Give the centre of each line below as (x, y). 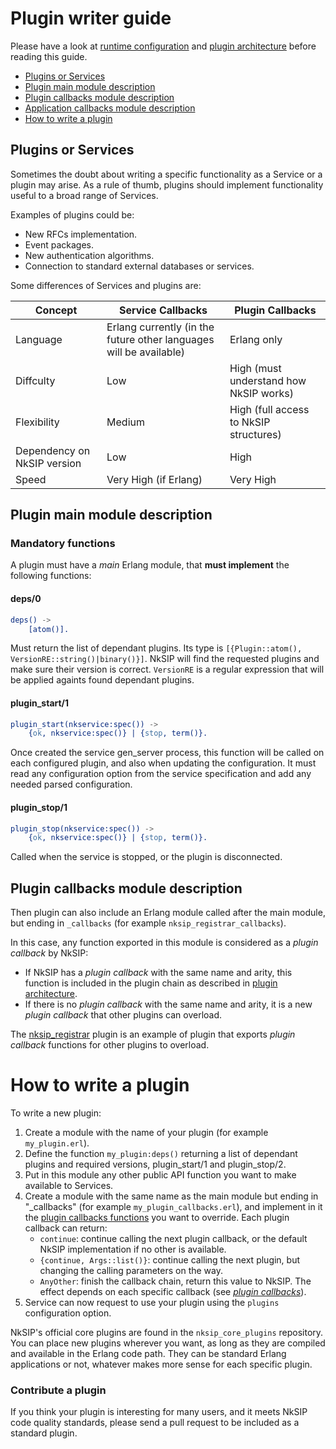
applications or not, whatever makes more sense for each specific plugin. (161, 1364)
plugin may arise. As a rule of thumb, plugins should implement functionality (167, 184)
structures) (255, 434)
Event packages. (59, 244)
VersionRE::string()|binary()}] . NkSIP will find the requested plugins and (165, 659)
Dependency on (53, 450)
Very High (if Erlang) (154, 479)
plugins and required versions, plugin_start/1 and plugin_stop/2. (155, 1164)
